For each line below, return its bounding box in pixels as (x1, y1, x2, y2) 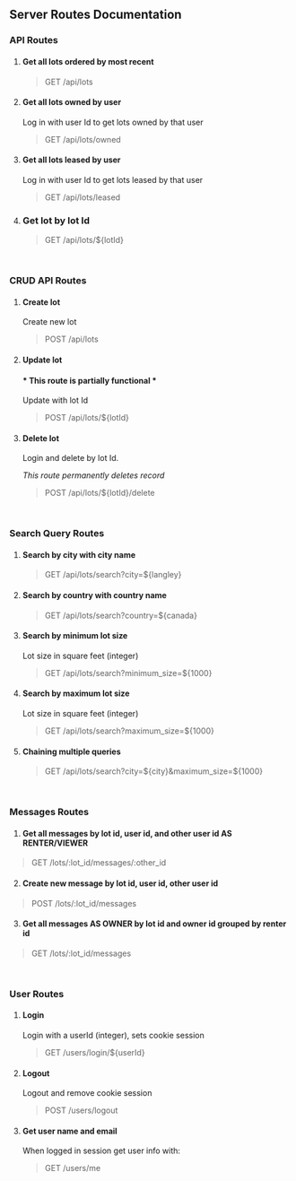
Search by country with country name (22, 590, 168, 601)
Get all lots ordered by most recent (22, 56, 154, 66)
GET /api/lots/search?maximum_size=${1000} (44, 725, 215, 736)
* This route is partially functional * (22, 375, 157, 386)
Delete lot (22, 432, 60, 443)
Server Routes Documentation (9, 7, 182, 22)
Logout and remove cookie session (22, 1088, 152, 1099)
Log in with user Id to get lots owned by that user (22, 117, 204, 127)
